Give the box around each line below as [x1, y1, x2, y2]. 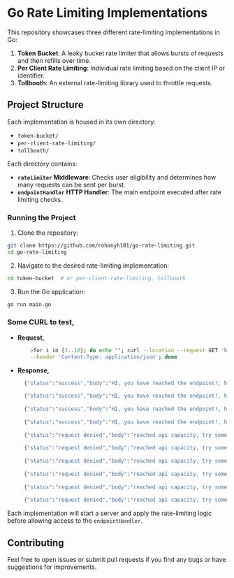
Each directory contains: [7, 159, 78, 168]
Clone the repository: [17, 229, 79, 237]
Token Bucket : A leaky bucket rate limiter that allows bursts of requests [17, 49, 224, 57]
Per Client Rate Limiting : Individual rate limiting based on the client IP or [17, 64, 226, 72]
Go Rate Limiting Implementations [7, 5, 208, 21]
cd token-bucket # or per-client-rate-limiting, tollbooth [7, 275, 187, 282]
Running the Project [7, 212, 76, 222]
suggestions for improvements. [7, 563, 97, 571]
